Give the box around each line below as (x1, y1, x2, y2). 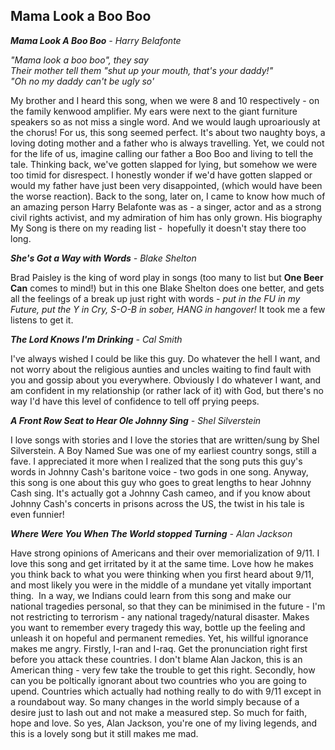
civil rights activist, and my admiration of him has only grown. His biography (10, 211, 323, 223)
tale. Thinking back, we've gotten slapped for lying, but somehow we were (10, 158, 318, 170)
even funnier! (10, 508, 65, 520)
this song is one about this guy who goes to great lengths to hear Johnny (10, 476, 312, 488)
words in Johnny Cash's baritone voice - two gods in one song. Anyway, (10, 465, 309, 478)
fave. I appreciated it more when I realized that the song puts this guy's (10, 455, 303, 467)
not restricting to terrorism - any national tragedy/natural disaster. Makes (10, 610, 310, 623)
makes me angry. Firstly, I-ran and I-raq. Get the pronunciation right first (10, 642, 308, 654)
